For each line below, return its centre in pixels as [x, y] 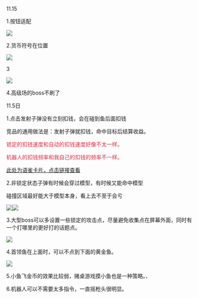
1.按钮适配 [19, 21]
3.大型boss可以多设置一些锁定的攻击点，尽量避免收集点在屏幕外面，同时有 [99, 220]
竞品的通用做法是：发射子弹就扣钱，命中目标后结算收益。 [78, 131]
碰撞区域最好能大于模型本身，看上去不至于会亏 [64, 196]
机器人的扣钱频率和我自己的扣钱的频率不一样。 [64, 157]
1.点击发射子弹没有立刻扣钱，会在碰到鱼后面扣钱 [66, 118]
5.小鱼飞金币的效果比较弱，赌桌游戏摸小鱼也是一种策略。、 [78, 276]
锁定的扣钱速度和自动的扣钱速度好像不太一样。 [64, 144]
